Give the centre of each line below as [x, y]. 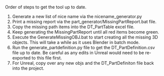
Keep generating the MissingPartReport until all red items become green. [85, 32]
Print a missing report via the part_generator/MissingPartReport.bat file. [84, 22]
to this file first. [47, 58]
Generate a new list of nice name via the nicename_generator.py [77, 16]
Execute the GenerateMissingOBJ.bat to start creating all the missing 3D [85, 37]
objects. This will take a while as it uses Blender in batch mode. [76, 42]
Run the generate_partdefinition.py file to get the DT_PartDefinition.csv [83, 47]
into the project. [28, 68]
